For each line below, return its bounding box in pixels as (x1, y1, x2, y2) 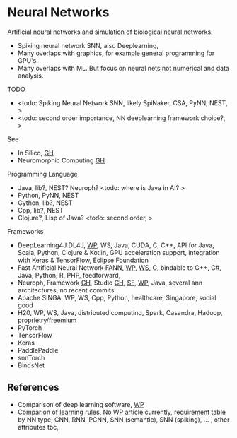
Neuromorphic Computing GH (17, 156, 105, 165)
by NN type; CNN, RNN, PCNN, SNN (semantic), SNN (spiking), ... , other (17, 415, 230, 424)
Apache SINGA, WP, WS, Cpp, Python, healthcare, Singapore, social (17, 293, 216, 302)
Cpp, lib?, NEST (17, 206, 64, 214)
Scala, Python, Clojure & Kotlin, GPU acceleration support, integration (17, 248, 221, 256)
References (7, 381, 59, 393)
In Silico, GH (17, 148, 54, 157)
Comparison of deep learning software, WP (17, 400, 144, 408)
